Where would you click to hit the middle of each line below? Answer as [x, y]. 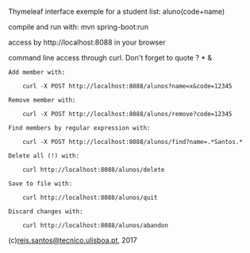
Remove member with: [42, 100]
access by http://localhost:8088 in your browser [87, 42]
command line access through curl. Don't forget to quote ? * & [110, 58]
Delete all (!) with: [44, 156]
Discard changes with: [46, 212]
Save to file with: [40, 184]
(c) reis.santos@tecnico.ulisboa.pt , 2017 [73, 240]
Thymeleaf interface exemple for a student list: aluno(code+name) [117, 12]
